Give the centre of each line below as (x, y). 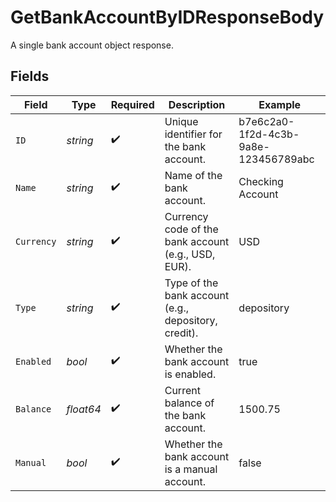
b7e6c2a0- (266, 121)
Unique (181, 121)
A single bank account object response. (92, 45)
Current (182, 390)
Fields (30, 76)
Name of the (193, 175)
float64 (84, 409)
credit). (181, 333)
